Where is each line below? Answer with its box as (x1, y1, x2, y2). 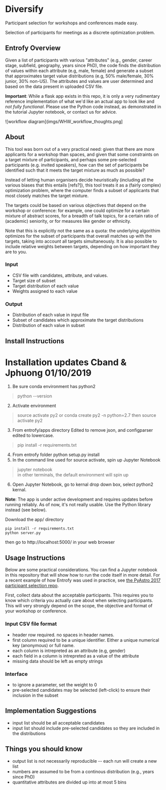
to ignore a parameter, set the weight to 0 (12, 681, 98, 688)
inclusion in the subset (12, 692, 58, 698)
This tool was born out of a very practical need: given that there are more (5, 146, 155, 152)
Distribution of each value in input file (12, 312, 89, 318)
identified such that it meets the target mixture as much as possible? (5, 167, 145, 173)
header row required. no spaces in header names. (12, 632, 114, 638)
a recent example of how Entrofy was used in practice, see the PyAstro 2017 (5, 577, 161, 584)
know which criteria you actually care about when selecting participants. (5, 597, 154, 603)
